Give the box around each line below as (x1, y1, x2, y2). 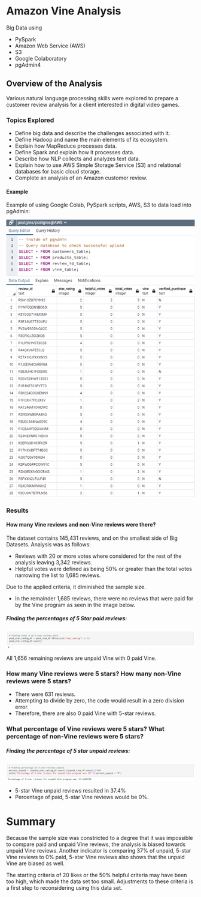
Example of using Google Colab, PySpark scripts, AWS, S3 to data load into (6, 201, 192, 208)
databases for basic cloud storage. (14, 168, 101, 175)
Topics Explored (6, 116, 54, 124)
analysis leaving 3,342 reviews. (14, 558, 93, 566)
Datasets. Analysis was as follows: (6, 540, 91, 548)
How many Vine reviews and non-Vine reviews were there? (6, 521, 156, 528)
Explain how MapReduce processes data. (14, 142, 117, 149)
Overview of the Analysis (6, 79, 103, 89)
